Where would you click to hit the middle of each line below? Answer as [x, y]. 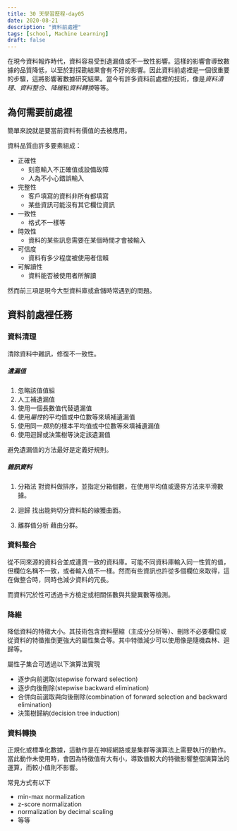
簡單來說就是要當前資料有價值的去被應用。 [69, 130]
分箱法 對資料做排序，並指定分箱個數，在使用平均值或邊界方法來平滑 [117, 486]
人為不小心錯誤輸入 [56, 178]
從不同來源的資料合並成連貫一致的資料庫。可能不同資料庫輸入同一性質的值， [119, 562]
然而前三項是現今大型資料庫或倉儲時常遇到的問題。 [81, 290]
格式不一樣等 [47, 222]
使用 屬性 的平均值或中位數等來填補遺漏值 [76, 417]
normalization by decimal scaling [65, 812]
